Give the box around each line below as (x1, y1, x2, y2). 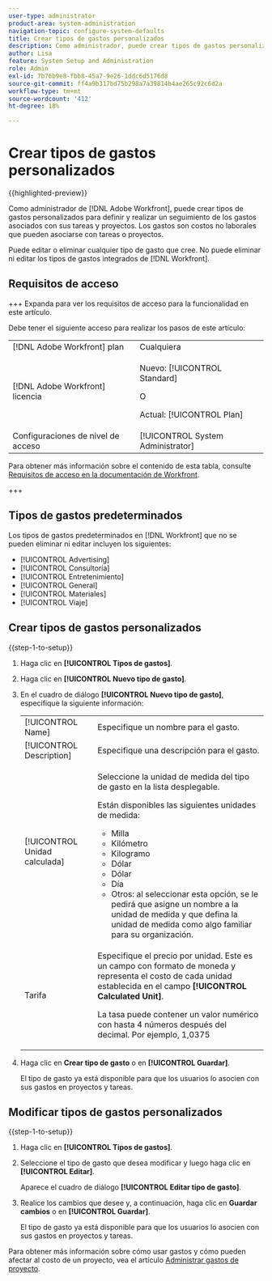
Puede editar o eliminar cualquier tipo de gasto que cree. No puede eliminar (8, 245, 261, 255)
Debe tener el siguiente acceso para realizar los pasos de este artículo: (8, 323, 245, 333)
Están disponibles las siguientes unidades (97, 799, 257, 810)
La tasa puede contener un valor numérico (97, 1008, 259, 1020)
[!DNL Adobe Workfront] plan (12, 341, 124, 352)
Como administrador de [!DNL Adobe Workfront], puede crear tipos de (8, 204, 244, 214)
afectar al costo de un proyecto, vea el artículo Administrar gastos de (8, 1255, 239, 1265)
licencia (12, 390, 42, 401)
